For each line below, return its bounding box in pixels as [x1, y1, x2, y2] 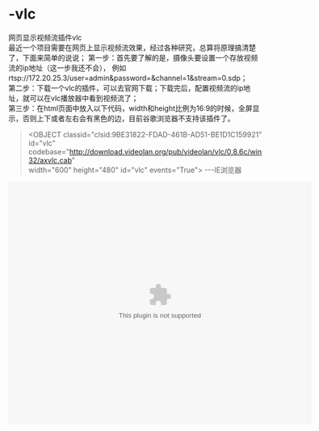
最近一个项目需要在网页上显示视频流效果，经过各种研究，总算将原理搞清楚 [8, 42, 256, 53]
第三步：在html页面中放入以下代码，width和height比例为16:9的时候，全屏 [8, 103, 253, 113]
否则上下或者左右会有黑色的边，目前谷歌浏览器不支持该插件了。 [22, 113, 235, 123]
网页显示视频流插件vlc [8, 32, 82, 42]
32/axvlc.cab [27, 155, 73, 165]
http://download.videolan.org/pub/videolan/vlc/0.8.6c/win [69, 146, 262, 156]
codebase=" [27, 146, 70, 156]
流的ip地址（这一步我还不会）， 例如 [8, 62, 127, 73]
